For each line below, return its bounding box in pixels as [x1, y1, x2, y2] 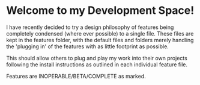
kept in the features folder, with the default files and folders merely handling [6, 36, 194, 43]
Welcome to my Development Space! [6, 4, 195, 17]
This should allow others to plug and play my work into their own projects [6, 54, 187, 61]
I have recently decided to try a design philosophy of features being [6, 24, 174, 31]
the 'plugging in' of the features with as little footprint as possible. [6, 43, 169, 50]
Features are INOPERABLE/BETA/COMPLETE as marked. [6, 72, 146, 80]
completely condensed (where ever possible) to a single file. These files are [6, 30, 194, 37]
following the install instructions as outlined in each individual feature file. [6, 61, 188, 68]
